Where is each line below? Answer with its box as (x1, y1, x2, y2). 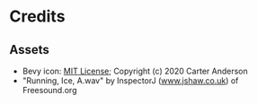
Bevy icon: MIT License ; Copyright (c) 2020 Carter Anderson (22, 65, 249, 76)
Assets (9, 42, 49, 57)
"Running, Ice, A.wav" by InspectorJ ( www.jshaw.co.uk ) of (22, 75, 239, 86)
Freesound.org (22, 85, 77, 95)
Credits (9, 6, 66, 27)
